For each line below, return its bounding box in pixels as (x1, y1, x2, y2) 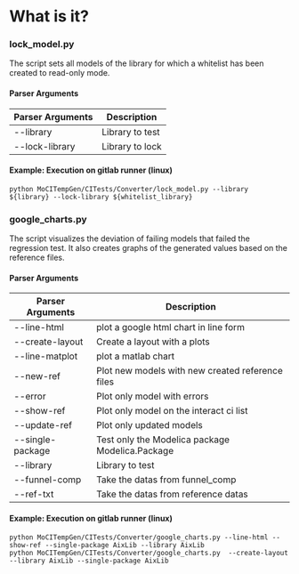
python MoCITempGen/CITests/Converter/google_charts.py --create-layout (9, 548, 289, 557)
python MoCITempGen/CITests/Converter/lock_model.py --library (9, 184, 249, 193)
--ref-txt (13, 488, 54, 500)
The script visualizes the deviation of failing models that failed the (9, 233, 251, 244)
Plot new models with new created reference (96, 365, 283, 377)
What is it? (9, 6, 90, 27)
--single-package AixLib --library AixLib (44, 540, 205, 549)
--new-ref (13, 370, 61, 383)
